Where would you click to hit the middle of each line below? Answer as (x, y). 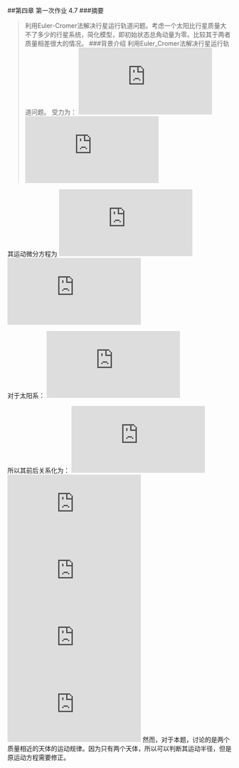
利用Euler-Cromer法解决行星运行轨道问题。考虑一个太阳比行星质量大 (126, 26)
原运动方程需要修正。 (38, 757)
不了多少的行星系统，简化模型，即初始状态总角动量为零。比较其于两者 (128, 35)
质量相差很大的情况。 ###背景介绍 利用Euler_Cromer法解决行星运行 (124, 43)
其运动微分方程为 (32, 254)
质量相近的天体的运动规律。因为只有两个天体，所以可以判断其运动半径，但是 (119, 748)
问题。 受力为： (54, 112)
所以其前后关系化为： (38, 470)
